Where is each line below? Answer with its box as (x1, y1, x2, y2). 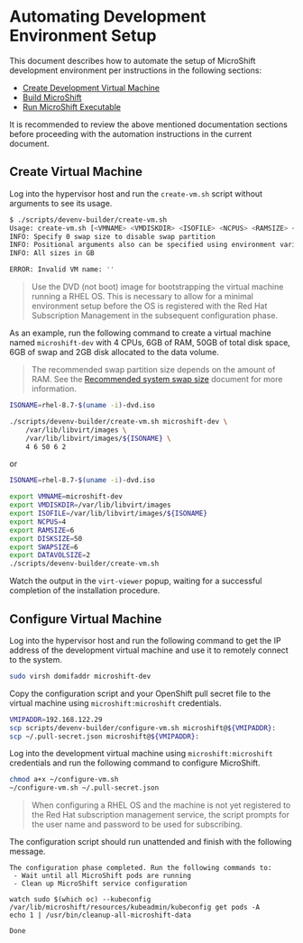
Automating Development (9, 6, 207, 27)
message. (9, 846, 46, 857)
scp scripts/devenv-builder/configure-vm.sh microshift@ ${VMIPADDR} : (9, 723, 277, 732)
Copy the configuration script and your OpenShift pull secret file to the (9, 688, 271, 699)
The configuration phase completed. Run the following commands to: (9, 864, 272, 873)
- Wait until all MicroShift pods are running (13, 872, 192, 881)
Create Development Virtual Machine (22, 82, 161, 93)
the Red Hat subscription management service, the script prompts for (31, 810, 290, 820)
